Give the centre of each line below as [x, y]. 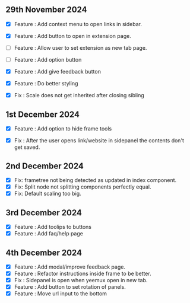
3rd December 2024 [44, 213]
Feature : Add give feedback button [58, 72]
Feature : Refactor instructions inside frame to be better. [83, 273]
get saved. [27, 147]
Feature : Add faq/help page [49, 234]
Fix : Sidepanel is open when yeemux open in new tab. [81, 280]
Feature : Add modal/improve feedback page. [70, 267]
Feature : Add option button [48, 60]
